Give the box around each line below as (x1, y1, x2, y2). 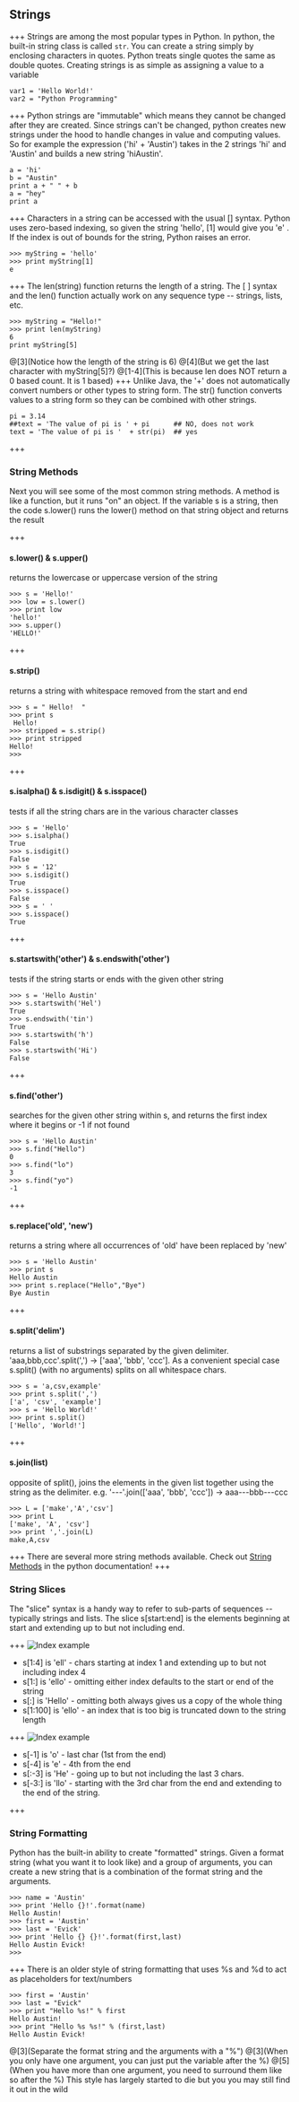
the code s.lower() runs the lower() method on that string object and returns (9, 505, 289, 516)
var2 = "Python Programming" (9, 94, 118, 103)
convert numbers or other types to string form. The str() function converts (9, 385, 283, 396)
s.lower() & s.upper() (9, 552, 89, 563)
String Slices (9, 1583, 66, 1595)
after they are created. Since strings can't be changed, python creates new (9, 119, 286, 130)
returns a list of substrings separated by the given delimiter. (9, 1345, 229, 1356)
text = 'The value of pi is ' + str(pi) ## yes (9, 427, 199, 436)
